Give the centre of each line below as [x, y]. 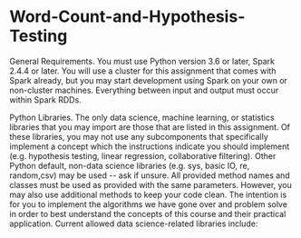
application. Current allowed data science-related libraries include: [134, 223]
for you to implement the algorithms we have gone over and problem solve [149, 204]
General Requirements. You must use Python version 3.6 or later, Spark [142, 61]
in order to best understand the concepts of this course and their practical [148, 213]
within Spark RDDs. [45, 99]
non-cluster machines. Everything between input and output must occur [144, 90]
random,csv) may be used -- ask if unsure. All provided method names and [150, 175]
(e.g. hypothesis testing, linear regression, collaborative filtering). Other [143, 155]
